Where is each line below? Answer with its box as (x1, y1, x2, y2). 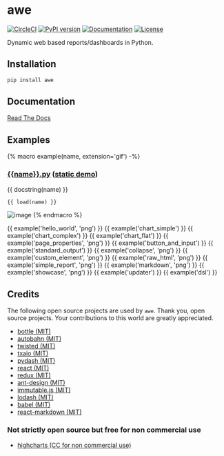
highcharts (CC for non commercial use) (17, 441, 132, 449)
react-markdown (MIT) (17, 408, 82, 416)
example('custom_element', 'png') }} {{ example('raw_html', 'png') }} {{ (7, 254, 208, 262)
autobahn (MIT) (17, 335, 62, 343)
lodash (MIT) (17, 393, 54, 402)
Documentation (7, 96, 76, 108)
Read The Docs (7, 114, 51, 122)
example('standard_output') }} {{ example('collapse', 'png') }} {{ (7, 246, 188, 255)
